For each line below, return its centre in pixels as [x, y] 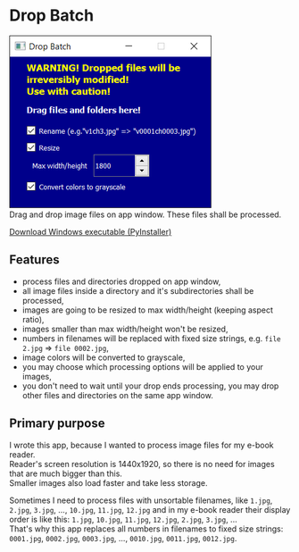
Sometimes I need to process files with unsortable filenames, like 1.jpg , [141, 500]
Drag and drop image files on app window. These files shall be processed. [145, 214]
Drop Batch [52, 16]
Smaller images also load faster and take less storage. [108, 482]
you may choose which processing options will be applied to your [142, 366]
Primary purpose [57, 424]
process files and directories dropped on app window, [121, 281]
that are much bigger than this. [66, 473]
